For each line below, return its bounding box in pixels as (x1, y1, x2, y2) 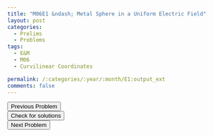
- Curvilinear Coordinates (13, 63, 93, 70)
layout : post (7, 17, 46, 24)
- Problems (13, 37, 46, 44)
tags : (7, 43, 23, 50)
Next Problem (11, 121, 47, 129)
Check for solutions (11, 112, 61, 120)
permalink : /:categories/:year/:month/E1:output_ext (7, 76, 166, 83)
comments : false (7, 82, 55, 89)
